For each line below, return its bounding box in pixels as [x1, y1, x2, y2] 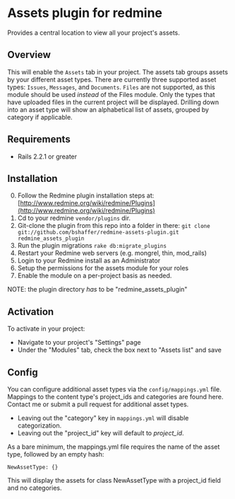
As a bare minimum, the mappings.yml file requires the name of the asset [7, 442, 220, 451]
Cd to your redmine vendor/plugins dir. [17, 214, 131, 222]
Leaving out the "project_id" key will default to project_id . [17, 429, 185, 437]
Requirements [7, 133, 71, 146]
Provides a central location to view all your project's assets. [7, 28, 180, 37]
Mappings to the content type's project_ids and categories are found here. [7, 393, 224, 401]
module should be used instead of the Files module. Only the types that [7, 90, 215, 98]
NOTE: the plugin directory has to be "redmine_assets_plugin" [7, 285, 188, 294]
